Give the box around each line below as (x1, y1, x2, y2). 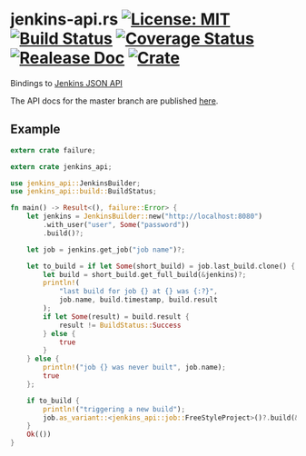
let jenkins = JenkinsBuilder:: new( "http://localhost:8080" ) (26, 212, 262, 222)
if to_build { (26, 396, 80, 405)
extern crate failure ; (10, 145, 96, 154)
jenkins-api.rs (10, 9, 119, 30)
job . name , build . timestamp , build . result (58, 295, 219, 304)
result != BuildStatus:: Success (58, 321, 182, 330)
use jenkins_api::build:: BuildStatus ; (10, 187, 157, 196)
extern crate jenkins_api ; (10, 162, 113, 172)
